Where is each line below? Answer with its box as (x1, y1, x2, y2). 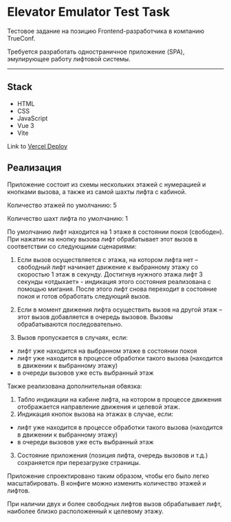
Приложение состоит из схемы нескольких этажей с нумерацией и (7, 180, 206, 188)
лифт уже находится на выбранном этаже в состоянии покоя (16, 347, 197, 355)
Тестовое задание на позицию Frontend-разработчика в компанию (7, 27, 205, 35)
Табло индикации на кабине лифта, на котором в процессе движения (16, 395, 222, 403)
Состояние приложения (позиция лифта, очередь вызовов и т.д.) (16, 451, 208, 459)
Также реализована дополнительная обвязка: (7, 382, 142, 390)
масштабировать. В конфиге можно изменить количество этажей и (7, 479, 206, 487)
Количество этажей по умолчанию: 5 (7, 201, 117, 209)
